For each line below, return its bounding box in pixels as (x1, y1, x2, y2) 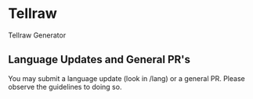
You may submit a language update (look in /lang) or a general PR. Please (8, 73, 245, 83)
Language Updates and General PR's (8, 53, 190, 66)
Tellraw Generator (8, 30, 67, 40)
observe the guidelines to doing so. (8, 82, 122, 91)
